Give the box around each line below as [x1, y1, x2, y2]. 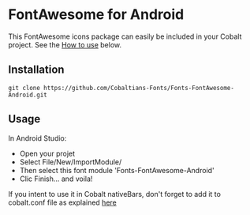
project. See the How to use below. [8, 40, 122, 49]
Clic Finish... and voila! [19, 174, 93, 183]
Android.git [8, 91, 47, 99]
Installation [8, 63, 65, 77]
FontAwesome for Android [8, 6, 185, 24]
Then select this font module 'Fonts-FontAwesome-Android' [19, 165, 215, 175]
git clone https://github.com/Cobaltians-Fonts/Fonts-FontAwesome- [8, 84, 235, 92]
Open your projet [19, 149, 76, 158]
